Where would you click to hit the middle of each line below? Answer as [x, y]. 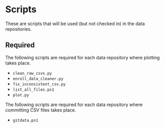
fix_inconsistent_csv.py [39, 84]
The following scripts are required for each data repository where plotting [82, 57]
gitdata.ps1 [25, 120]
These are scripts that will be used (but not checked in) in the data [75, 24]
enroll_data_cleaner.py [38, 79]
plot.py [21, 95]
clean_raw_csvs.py [32, 73]
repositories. [19, 29]
